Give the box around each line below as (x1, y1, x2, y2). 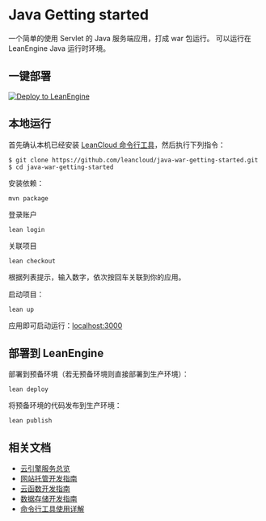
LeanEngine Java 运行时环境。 (8, 43, 111, 53)
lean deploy (8, 385, 49, 393)
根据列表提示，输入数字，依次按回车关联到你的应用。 (8, 272, 186, 282)
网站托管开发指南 (19, 474, 78, 484)
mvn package (8, 194, 49, 203)
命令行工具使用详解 (19, 504, 85, 514)
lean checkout (8, 257, 57, 265)
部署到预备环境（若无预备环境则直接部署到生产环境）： (8, 369, 189, 379)
